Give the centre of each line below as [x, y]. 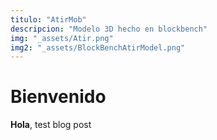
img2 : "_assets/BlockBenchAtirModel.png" [98, 47]
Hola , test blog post [51, 125]
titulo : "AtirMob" [48, 19]
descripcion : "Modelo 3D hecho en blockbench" [109, 29]
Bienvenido [58, 97]
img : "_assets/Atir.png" [62, 38]
